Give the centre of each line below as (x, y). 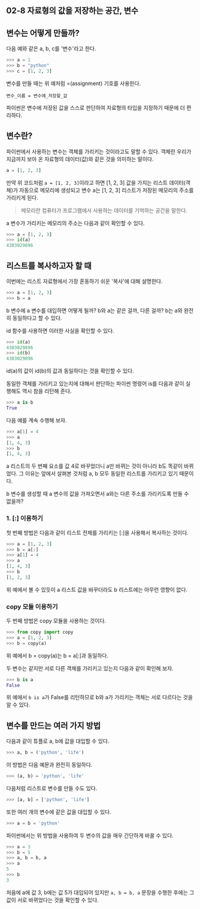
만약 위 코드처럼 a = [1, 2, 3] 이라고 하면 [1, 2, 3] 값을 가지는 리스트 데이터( (96, 182)
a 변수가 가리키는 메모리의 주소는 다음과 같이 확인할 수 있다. (75, 223)
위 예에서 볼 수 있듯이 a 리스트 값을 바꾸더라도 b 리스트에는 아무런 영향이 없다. (97, 589)
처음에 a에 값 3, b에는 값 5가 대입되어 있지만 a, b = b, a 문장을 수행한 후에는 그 (100, 892)
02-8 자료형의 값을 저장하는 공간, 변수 (72, 11)
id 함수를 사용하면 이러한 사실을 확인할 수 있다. (60, 330)
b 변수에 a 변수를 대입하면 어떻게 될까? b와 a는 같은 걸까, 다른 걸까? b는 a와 (94, 310)
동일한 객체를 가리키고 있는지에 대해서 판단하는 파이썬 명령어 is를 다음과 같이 (95, 384)
